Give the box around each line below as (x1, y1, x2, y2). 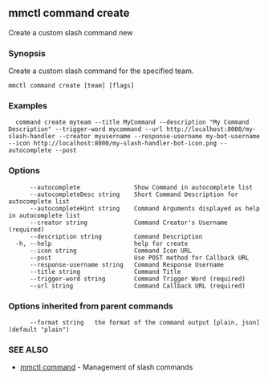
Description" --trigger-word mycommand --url (8, 125, 163, 133)
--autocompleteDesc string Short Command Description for (29, 190, 239, 198)
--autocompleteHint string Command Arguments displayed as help (29, 204, 261, 212)
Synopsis (8, 47, 46, 59)
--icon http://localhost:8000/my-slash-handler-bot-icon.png (8, 140, 217, 148)
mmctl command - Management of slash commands (19, 362, 193, 372)
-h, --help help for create (15, 239, 189, 247)
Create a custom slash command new (8, 27, 133, 37)
